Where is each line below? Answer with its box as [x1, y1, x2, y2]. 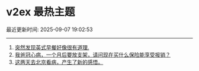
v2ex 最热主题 [6, 5, 75, 19]
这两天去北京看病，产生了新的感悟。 [14, 58, 104, 65]
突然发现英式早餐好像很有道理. [14, 43, 89, 50]
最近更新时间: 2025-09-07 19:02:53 [6, 26, 93, 33]
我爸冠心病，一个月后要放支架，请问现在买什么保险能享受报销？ [14, 51, 171, 58]
